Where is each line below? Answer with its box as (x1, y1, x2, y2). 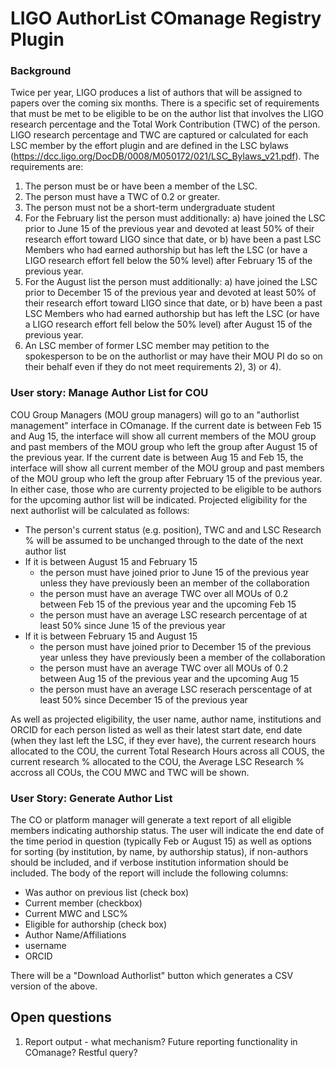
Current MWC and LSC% (24, 908, 128, 920)
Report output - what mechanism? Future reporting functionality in (24, 1035, 298, 1047)
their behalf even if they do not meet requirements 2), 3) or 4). (24, 361, 282, 373)
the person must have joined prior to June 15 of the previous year (39, 566, 310, 578)
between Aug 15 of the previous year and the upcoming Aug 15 (39, 672, 300, 684)
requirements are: (10, 161, 84, 173)
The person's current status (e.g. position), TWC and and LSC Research (24, 523, 322, 536)
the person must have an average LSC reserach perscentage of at (39, 683, 313, 695)
